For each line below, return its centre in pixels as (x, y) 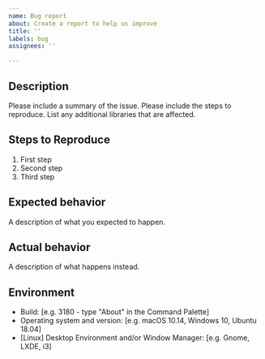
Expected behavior (57, 203)
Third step (37, 176)
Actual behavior (49, 247)
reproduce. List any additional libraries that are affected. (102, 114)
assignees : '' (32, 46)
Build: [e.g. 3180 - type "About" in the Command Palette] (114, 312)
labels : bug (28, 39)
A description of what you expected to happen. (87, 222)
